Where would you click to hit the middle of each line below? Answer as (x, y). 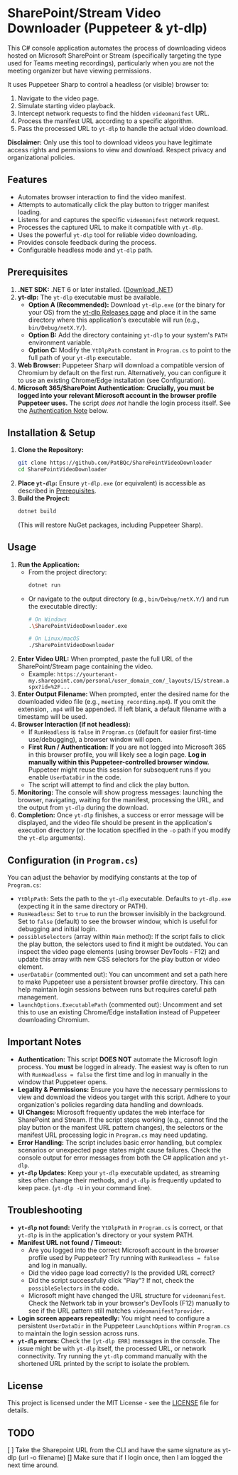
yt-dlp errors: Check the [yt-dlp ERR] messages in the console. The (119, 1340)
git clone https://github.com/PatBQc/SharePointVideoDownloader (115, 463)
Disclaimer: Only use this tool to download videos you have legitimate (110, 142)
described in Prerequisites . (57, 491)
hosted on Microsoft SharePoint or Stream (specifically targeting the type (114, 56)
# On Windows (48, 619)
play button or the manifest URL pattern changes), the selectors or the (120, 1127)
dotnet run (44, 585)
